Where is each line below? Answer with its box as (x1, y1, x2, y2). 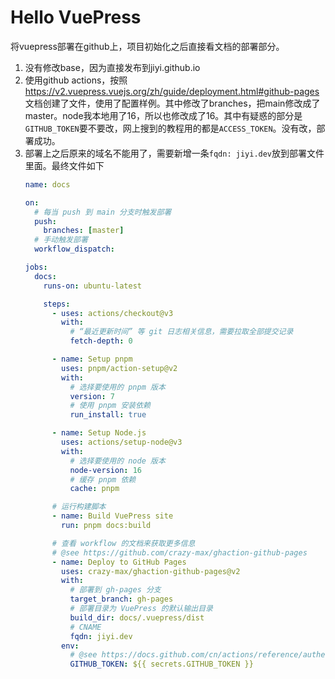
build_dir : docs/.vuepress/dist (69, 612, 205, 623)
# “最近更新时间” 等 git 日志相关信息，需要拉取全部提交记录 (69, 327, 294, 337)
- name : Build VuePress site (51, 511, 174, 521)
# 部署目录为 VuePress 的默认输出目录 (69, 604, 213, 614)
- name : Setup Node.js (51, 428, 147, 438)
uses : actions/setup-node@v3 (61, 437, 183, 448)
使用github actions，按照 (24, 74, 128, 86)
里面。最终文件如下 (24, 159, 105, 171)
